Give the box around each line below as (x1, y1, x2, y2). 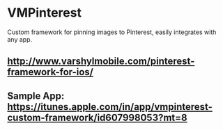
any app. (7, 35, 33, 43)
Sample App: (7, 90, 65, 101)
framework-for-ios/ (7, 66, 94, 78)
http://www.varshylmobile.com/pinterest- (7, 56, 195, 67)
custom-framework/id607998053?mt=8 (7, 111, 187, 123)
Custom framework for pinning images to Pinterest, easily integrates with (7, 28, 217, 36)
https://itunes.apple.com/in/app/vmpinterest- (7, 101, 213, 113)
